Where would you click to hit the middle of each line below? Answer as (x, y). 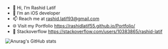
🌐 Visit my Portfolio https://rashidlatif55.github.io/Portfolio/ (74, 26)
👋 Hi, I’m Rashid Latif (34, 8)
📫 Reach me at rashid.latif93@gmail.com (56, 18)
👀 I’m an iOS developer (36, 13)
